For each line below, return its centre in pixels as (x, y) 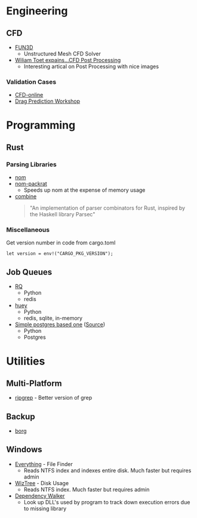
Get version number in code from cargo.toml (61, 243)
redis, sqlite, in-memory (53, 318)
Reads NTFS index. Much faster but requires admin (87, 489)
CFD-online (29, 95)
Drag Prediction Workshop (47, 101)
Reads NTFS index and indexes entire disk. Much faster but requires (107, 470)
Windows (24, 450)
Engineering (37, 11)
